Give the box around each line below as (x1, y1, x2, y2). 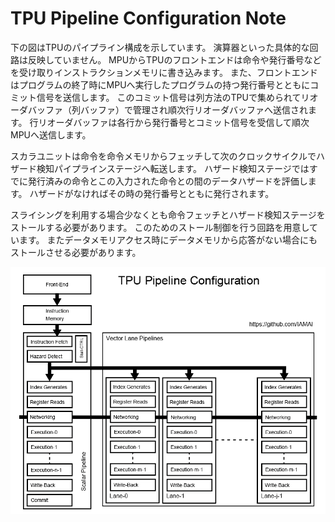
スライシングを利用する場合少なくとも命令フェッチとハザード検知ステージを (10, 208, 326, 221)
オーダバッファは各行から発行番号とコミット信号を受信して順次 (46, 116, 310, 128)
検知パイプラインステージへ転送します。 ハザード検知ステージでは (36, 162, 310, 174)
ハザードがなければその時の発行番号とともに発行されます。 (29, 187, 275, 199)
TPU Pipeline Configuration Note (10, 7, 287, 30)
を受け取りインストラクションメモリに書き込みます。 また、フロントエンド (10, 66, 318, 78)
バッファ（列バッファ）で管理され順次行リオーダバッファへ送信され (27, 103, 308, 116)
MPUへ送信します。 (10, 128, 92, 141)
